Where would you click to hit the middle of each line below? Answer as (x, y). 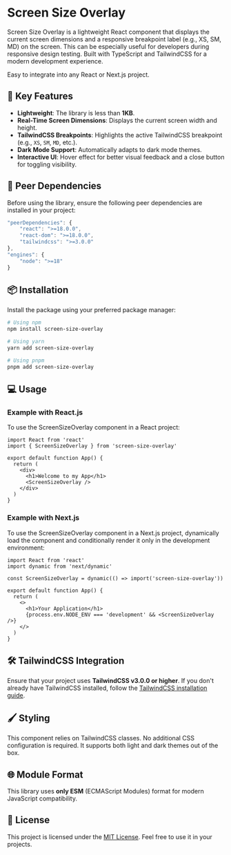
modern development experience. (55, 61)
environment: (26, 548)
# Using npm (24, 323)
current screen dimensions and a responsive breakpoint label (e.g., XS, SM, (114, 39)
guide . (16, 695)
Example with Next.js (43, 518)
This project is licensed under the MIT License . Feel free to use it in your (110, 836)
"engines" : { (26, 254)
